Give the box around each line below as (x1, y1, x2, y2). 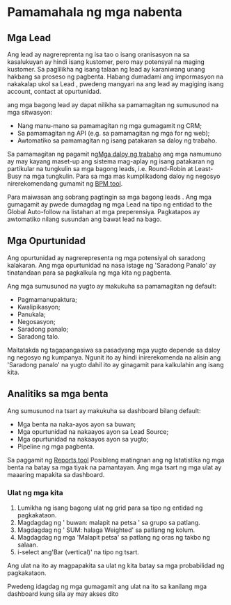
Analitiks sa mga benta (7, 388, 109, 400)
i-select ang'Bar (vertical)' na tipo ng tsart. (17, 547, 139, 556)
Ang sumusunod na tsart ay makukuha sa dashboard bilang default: (7, 406, 201, 414)
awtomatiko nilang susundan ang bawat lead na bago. (7, 215, 162, 223)
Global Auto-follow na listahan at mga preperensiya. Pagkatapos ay (7, 208, 200, 216)
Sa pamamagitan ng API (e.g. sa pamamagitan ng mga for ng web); (17, 129, 210, 137)
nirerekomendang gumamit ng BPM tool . (7, 179, 123, 188)
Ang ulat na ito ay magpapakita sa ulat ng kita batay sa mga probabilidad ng (7, 561, 225, 570)
